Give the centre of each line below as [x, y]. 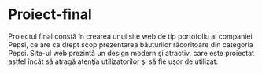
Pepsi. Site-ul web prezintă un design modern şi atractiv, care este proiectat [131, 53]
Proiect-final [50, 15]
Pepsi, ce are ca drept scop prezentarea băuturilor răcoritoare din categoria [131, 44]
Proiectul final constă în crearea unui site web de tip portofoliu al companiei [131, 36]
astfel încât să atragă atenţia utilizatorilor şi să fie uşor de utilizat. [113, 61]
